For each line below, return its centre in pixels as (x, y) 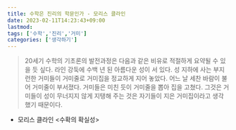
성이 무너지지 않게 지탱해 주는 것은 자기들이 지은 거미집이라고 (127, 96)
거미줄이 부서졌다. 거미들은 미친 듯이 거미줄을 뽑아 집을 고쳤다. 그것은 (127, 87)
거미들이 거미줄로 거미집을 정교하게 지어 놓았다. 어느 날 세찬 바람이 (129, 79)
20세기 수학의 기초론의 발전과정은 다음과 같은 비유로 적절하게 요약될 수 (122, 61)
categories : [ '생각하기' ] (42, 40)
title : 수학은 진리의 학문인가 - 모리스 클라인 (67, 14)
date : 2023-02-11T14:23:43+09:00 (56, 20)
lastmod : (20, 27)
